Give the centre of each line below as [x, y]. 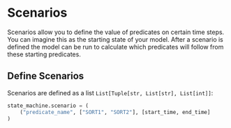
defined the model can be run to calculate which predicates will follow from [115, 47]
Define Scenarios [46, 76]
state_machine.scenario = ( [48, 106]
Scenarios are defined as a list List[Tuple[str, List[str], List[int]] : [110, 93]
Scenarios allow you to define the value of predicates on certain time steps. [116, 32]
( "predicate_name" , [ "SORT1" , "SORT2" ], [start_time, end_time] [115, 112]
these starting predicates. [44, 54]
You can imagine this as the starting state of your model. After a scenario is [115, 39]
